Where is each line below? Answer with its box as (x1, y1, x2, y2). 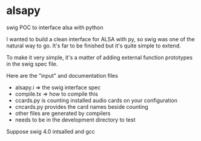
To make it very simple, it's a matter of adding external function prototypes (6, 53, 193, 61)
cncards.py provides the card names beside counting (15, 103, 148, 110)
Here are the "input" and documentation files (6, 72, 118, 79)
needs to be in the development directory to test (15, 116, 136, 123)
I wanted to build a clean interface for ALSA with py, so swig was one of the (6, 35, 195, 43)
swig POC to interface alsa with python (6, 24, 104, 31)
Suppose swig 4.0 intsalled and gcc (6, 128, 96, 135)
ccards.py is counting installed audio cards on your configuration (15, 97, 177, 104)
